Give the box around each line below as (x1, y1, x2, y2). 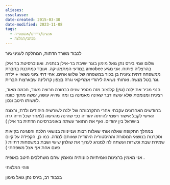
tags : (5, 27, 17, 32)
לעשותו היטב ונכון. (5, 97, 40, 103)
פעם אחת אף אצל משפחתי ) (5, 144, 60, 150)
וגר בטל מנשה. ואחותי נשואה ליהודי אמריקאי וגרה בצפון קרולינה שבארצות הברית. (5, 76, 160, 83)
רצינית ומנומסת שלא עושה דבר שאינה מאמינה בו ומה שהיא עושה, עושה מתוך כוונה (5, 92, 163, 98)
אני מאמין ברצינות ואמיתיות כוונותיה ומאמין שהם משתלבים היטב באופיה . (5, 154, 145, 160)
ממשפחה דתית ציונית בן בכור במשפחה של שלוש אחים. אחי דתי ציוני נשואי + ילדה (5, 71, 161, 77)
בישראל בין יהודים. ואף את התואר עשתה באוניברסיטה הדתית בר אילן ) (5, 118, 139, 124)
